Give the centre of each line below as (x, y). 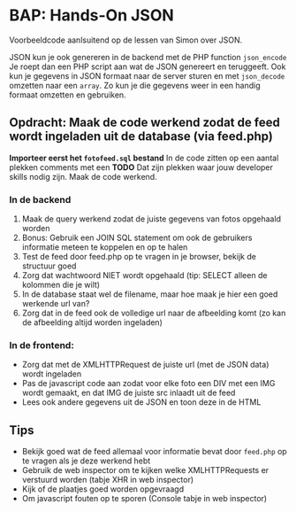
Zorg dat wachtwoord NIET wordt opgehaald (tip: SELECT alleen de (144, 275)
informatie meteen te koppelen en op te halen (105, 247)
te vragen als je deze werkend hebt (86, 461)
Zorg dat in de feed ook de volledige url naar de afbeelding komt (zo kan (154, 313)
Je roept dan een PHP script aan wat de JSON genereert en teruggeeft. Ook (148, 66)
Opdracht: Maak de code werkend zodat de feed (144, 123)
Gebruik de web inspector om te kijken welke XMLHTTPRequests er (145, 470)
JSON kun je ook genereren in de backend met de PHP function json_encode (148, 57)
